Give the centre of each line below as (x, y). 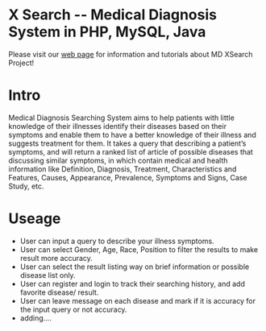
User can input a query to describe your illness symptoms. (117, 241)
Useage (35, 219)
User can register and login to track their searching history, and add (133, 283)
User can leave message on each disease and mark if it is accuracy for (138, 300)
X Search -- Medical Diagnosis (113, 15)
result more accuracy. (56, 258)
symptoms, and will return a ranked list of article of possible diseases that (131, 151)
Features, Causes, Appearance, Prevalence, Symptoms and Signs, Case (128, 177)
